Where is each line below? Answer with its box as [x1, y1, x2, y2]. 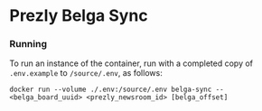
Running [9, 38, 48, 51]
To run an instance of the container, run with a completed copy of [9, 58, 254, 69]
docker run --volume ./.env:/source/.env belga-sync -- [9, 85, 224, 95]
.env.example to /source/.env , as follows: [9, 68, 163, 79]
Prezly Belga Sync [9, 5, 148, 26]
